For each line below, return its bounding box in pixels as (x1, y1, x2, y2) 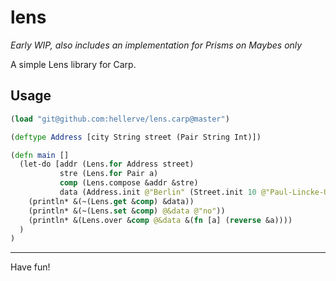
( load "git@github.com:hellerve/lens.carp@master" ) (10, 114, 230, 124)
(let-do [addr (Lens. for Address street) (19, 159, 195, 170)
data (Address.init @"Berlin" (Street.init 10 (59, 187, 257, 197)
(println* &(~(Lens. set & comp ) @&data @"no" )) (28, 206, 226, 216)
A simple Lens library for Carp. (10, 58, 137, 70)
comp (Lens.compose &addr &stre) (59, 178, 199, 188)
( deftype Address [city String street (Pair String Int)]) (10, 132, 262, 142)
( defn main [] (10, 150, 70, 160)
